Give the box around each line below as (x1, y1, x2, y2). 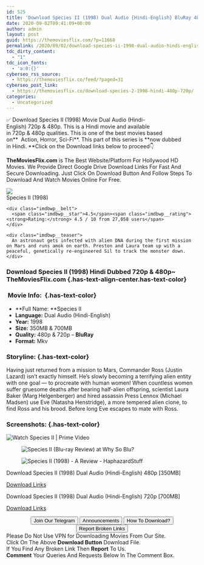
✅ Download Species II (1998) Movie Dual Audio (6, 116, 126, 123)
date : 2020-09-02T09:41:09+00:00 (6, 20, 91, 26)
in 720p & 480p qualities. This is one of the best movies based (6, 129, 163, 137)
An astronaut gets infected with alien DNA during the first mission (12, 238, 191, 244)
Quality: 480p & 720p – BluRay (15, 330, 94, 338)
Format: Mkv (15, 337, 48, 344)
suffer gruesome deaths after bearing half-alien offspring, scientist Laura (6, 386, 189, 393)
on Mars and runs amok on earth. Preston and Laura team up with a (6, 242, 181, 249)
